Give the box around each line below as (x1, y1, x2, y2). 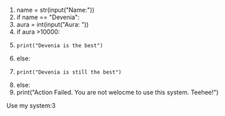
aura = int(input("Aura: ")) (16, 21, 89, 28)
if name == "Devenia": (16, 13, 80, 21)
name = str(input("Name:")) (16, 6, 95, 14)
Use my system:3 (6, 102, 56, 109)
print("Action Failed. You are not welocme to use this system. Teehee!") (16, 89, 219, 96)
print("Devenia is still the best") (16, 69, 122, 76)
